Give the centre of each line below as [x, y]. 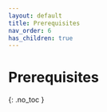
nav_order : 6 [30, 30]
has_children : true [41, 38]
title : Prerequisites [44, 23]
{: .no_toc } [26, 100]
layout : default [35, 16]
